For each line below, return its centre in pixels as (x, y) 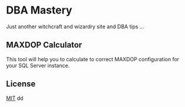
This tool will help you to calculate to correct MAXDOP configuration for (93, 59)
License (21, 84)
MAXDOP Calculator (44, 45)
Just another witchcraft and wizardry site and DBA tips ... (75, 26)
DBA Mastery (39, 10)
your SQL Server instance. (38, 65)
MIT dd (15, 98)
